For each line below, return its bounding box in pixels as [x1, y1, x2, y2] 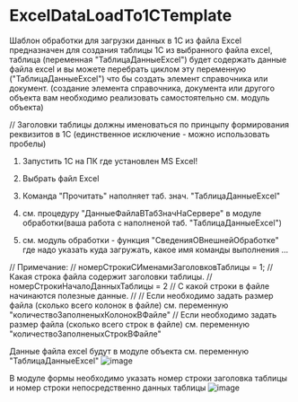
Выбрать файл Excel [22, 172, 100, 184]
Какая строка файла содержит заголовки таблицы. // [9, 271, 213, 282]
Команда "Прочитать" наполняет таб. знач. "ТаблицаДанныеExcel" [22, 190, 281, 201]
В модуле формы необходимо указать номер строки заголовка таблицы [9, 372, 288, 383]
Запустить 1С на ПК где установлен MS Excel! [22, 155, 198, 166]
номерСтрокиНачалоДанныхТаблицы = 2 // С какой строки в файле [9, 280, 270, 292]
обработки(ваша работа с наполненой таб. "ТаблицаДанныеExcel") [22, 217, 283, 228]
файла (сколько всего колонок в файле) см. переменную [9, 300, 229, 310]
